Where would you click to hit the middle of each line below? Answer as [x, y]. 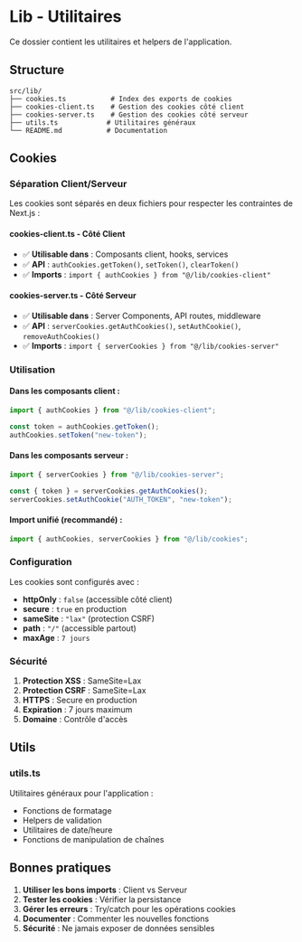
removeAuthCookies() [61, 336]
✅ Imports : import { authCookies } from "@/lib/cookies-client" [146, 274]
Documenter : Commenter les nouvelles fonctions [116, 918]
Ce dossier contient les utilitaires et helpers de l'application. [121, 42]
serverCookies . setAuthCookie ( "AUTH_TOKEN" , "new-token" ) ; [121, 499]
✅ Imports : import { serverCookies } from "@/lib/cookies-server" [151, 345]
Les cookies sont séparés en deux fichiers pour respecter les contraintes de [151, 203]
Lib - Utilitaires [66, 17]
